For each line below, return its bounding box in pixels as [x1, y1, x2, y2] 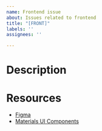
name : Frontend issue [6, 9, 61, 15]
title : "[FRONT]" [6, 20, 50, 26]
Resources [6, 91, 62, 105]
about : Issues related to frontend [6, 15, 97, 21]
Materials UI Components [15, 118, 79, 125]
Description [6, 63, 67, 77]
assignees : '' [6, 32, 42, 38]
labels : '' [6, 26, 34, 32]
